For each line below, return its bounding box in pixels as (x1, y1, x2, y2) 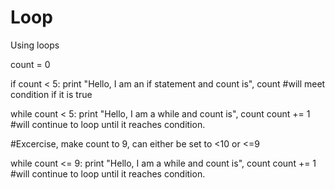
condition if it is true (10, 88, 93, 100)
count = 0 (10, 58, 51, 70)
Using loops (10, 39, 60, 51)
